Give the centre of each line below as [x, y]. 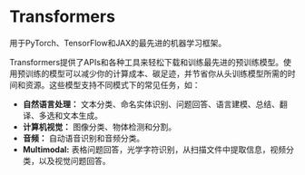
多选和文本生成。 [70, 115]
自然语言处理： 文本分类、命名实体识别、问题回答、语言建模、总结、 [151, 104]
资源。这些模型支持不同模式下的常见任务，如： [113, 84]
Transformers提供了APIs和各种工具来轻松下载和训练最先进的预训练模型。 [147, 62]
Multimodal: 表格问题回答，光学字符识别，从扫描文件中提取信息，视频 [154, 149]
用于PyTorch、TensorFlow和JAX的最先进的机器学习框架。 [118, 43]
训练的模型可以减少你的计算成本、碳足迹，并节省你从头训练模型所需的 [156, 73]
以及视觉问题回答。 [74, 160]
